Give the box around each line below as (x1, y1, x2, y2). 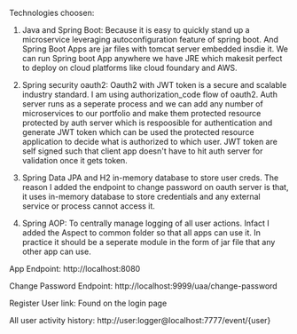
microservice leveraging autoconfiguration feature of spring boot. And (21, 35, 279, 44)
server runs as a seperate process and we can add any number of (21, 99, 263, 109)
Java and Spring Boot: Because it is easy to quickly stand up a (21, 25, 250, 35)
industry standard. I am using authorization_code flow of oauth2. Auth (21, 89, 277, 99)
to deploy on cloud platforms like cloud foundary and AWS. (21, 62, 238, 73)
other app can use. (21, 246, 91, 257)
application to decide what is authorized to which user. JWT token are (21, 137, 277, 147)
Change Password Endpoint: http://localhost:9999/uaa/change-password (9, 281, 277, 291)
